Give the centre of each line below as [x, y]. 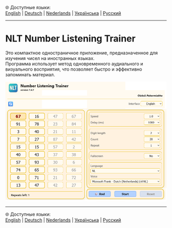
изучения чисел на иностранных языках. [50, 58]
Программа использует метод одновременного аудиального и [74, 64]
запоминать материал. [30, 74]
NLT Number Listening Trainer [70, 39]
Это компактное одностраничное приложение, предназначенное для [82, 53]
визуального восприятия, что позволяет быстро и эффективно [74, 69]
